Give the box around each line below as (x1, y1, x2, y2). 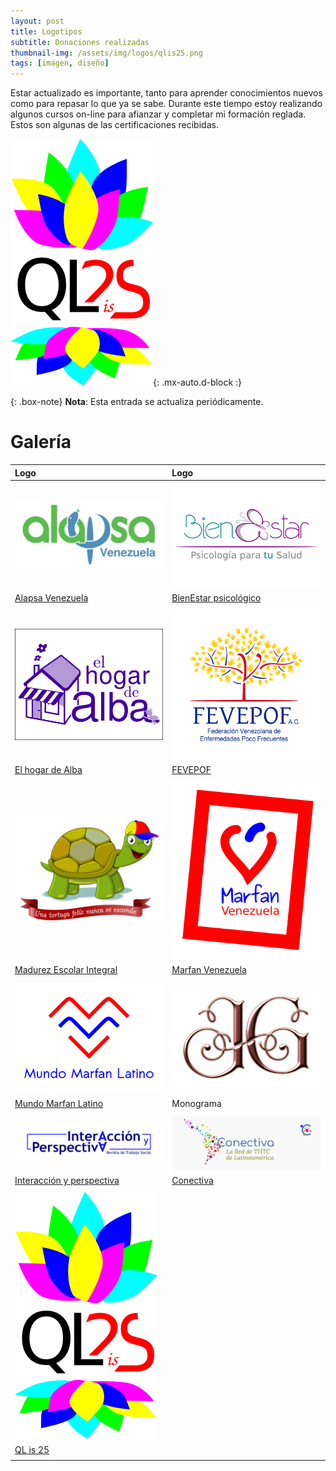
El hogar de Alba (14, 763, 83, 775)
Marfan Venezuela (171, 964, 247, 976)
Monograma (171, 1098, 222, 1109)
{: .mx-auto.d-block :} (153, 376, 243, 389)
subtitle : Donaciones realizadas (10, 37, 150, 47)
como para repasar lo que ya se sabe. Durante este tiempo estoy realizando (10, 98, 323, 110)
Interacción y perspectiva (14, 1174, 120, 1186)
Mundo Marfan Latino (14, 1098, 104, 1109)
